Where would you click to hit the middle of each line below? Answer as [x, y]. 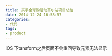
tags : [11, 29]
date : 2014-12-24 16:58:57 [33, 15]
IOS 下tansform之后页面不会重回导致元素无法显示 [56, 48]
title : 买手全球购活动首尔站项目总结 [39, 10]
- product [16, 33]
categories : [18, 19]
